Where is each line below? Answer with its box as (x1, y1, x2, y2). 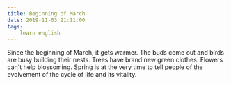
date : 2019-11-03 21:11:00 (7, 17, 86, 23)
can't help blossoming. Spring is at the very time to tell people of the (7, 63, 203, 71)
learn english (19, 29, 61, 37)
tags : (7, 23, 23, 30)
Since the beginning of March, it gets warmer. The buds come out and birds (7, 48, 225, 57)
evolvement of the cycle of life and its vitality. (7, 70, 137, 79)
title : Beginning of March (7, 10, 86, 17)
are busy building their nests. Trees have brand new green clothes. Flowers (7, 56, 223, 64)
